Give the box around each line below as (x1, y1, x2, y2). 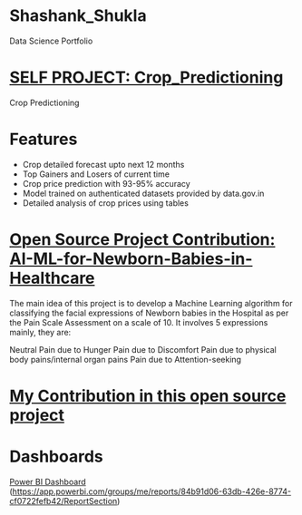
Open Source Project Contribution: (9, 229, 276, 249)
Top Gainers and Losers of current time (22, 169, 170, 180)
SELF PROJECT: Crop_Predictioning (9, 67, 284, 88)
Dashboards (9, 446, 103, 467)
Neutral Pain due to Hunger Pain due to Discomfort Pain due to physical (9, 344, 277, 355)
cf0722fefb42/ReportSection (9, 495, 118, 506)
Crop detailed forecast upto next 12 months (22, 159, 185, 170)
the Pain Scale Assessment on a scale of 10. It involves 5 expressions (9, 316, 268, 327)
